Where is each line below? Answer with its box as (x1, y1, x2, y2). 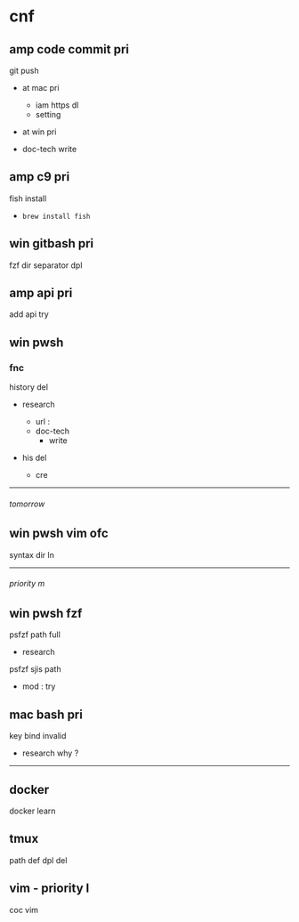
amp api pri (9, 286, 73, 301)
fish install (9, 193, 47, 204)
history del (9, 382, 49, 392)
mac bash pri (9, 707, 83, 722)
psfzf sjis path (9, 664, 61, 675)
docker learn (9, 805, 56, 816)
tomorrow (9, 498, 45, 509)
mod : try (21, 681, 56, 691)
